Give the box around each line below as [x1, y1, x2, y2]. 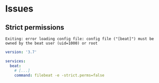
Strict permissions [5, 23, 64, 32]
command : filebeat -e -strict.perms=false [14, 72, 105, 78]
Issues [5, 3, 34, 15]
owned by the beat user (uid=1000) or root [5, 41, 98, 46]
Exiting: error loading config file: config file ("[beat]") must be [5, 36, 154, 41]
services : [5, 58, 26, 63]
